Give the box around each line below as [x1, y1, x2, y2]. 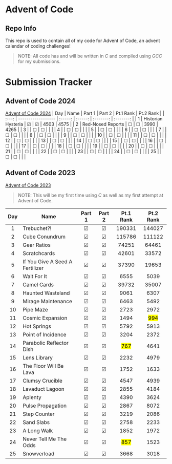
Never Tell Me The [23, 435, 67, 442]
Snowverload [23, 450, 55, 457]
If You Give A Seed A [23, 258, 73, 265]
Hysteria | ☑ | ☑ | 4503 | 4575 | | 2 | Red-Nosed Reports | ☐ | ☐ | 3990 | [5, 121, 159, 127]
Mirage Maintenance [23, 298, 73, 305]
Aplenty [23, 393, 42, 400]
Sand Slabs [23, 418, 50, 426]
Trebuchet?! [23, 224, 52, 231]
